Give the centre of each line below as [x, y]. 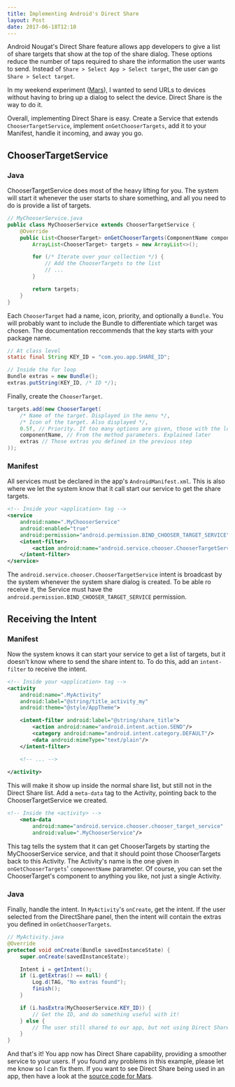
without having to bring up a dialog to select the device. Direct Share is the [115, 97]
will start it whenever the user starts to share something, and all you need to [116, 198]
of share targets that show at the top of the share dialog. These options [110, 54]
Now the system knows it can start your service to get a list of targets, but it [116, 654]
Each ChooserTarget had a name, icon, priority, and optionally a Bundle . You [115, 315]
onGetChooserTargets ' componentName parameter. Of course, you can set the [115, 868]
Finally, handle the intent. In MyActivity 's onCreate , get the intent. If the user [116, 909]
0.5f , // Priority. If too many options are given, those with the [120, 429]
